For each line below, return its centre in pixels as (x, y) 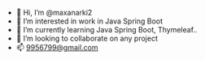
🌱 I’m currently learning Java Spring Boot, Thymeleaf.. (107, 30)
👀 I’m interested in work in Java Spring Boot (89, 21)
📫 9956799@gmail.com (57, 47)
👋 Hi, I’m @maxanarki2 (54, 13)
